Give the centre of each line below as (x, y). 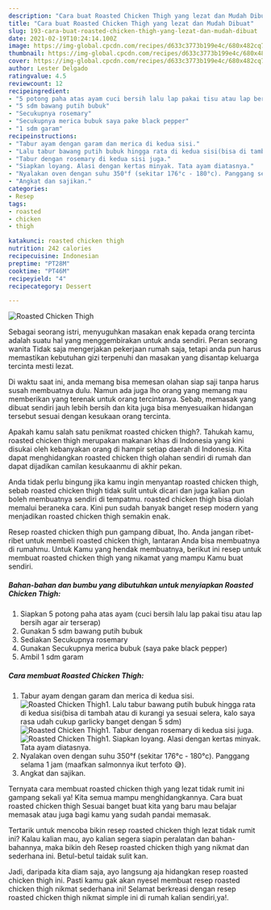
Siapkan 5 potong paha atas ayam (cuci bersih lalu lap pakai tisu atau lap (141, 614)
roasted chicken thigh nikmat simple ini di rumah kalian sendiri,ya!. (119, 898)
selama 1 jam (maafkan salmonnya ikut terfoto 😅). (103, 764)
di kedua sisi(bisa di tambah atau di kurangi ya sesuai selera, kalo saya (138, 713)
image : (19, 46)
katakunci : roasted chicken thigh (67, 241)
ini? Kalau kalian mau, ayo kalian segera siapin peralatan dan (109, 839)
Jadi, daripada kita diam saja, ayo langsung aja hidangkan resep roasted (128, 872)
